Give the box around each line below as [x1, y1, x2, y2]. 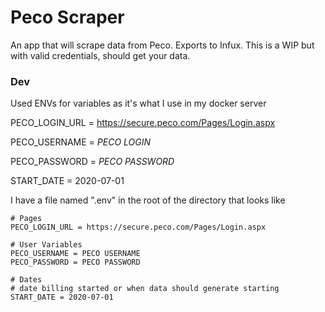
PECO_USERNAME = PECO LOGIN [10, 136, 151, 148]
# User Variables [10, 240, 83, 250]
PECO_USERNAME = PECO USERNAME [10, 249, 141, 259]
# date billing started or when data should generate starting [10, 284, 280, 294]
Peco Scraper [10, 6, 125, 29]
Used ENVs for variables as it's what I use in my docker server [10, 97, 267, 110]
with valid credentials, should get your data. [10, 49, 191, 61]
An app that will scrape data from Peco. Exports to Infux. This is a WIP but [10, 39, 315, 51]
